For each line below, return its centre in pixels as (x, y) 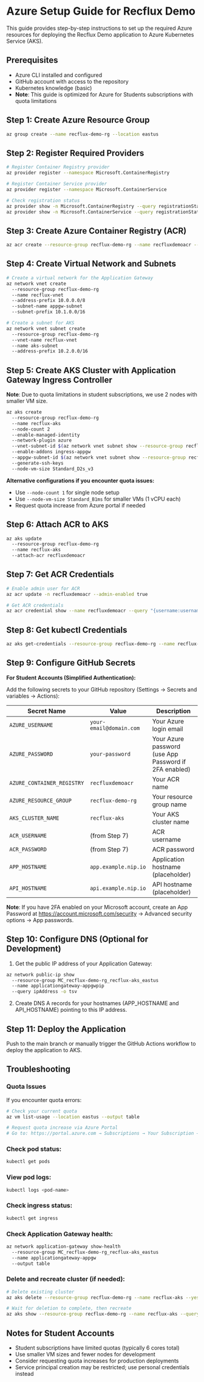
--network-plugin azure (42, 440)
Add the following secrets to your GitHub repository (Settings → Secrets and (102, 689)
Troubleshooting (39, 1069)
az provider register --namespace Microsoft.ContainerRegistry (88, 173)
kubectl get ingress (32, 1218)
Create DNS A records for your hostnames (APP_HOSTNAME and (97, 1003)
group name (169, 804)
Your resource (172, 797)
